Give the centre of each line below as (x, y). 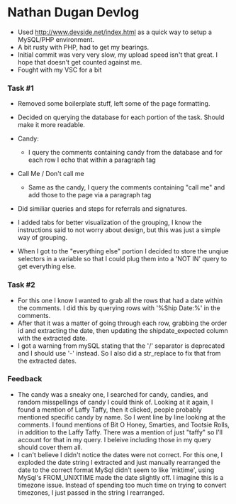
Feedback (25, 379)
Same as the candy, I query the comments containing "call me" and (127, 187)
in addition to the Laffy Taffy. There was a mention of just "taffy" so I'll (120, 432)
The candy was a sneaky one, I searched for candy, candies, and (113, 394)
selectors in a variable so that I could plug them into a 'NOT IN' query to (122, 259)
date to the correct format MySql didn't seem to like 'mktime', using (116, 470)
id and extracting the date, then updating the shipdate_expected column (123, 330)
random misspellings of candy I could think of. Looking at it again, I (115, 402)
